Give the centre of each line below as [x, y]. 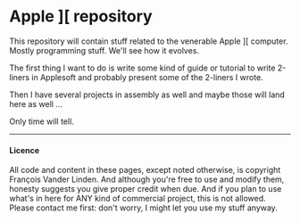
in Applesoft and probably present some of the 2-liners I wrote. [147, 77]
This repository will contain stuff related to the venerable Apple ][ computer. [149, 41]
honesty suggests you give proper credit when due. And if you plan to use [146, 189]
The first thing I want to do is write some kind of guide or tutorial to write [142, 68]
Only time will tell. [42, 121]
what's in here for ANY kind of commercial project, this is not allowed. [137, 199]
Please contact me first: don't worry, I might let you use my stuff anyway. [144, 208]
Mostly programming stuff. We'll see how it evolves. [104, 50]
